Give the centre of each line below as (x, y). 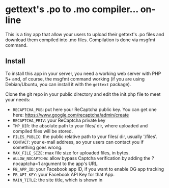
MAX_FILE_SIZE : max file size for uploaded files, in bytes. (71, 153)
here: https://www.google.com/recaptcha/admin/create (71, 115)
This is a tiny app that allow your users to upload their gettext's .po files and (85, 34)
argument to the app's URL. (70, 164)
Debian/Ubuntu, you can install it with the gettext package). (68, 84)
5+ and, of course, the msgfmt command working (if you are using (75, 79)
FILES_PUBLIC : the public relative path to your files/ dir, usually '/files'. (85, 137)
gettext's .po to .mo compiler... (72, 9)
